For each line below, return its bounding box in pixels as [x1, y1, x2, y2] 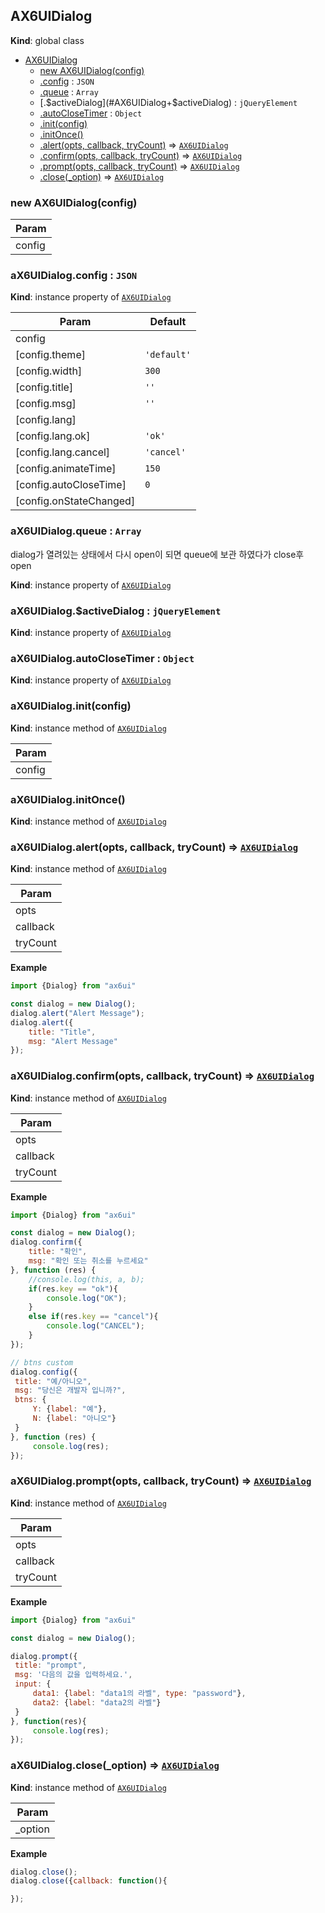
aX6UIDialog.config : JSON [10, 269, 138, 283]
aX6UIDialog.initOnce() [10, 792, 126, 806]
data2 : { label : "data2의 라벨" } [32, 1697, 162, 1708]
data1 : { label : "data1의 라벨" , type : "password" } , [32, 1689, 247, 1699]
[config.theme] [15, 348, 86, 362]
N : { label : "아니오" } [32, 1414, 117, 1424]
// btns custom [10, 1357, 74, 1368]
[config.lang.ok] [15, 429, 91, 443]
